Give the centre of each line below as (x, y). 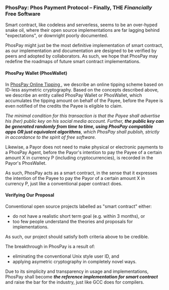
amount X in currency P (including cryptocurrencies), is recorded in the (79, 158)
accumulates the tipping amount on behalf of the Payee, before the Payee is (84, 101)
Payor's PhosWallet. (26, 163)
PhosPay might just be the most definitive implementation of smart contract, (84, 45)
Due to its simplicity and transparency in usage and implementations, (77, 271)
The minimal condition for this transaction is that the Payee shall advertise (83, 116)
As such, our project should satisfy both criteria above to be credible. (77, 236)
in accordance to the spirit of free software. (51, 137)
